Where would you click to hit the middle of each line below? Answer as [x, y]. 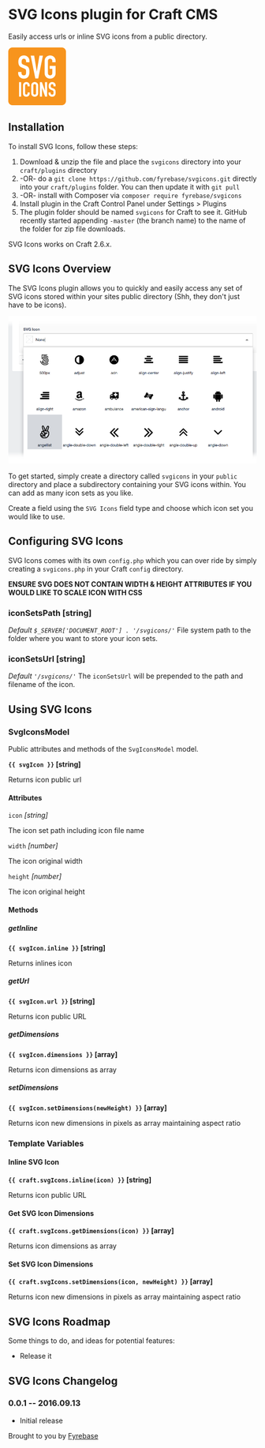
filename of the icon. [42, 685]
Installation [36, 128]
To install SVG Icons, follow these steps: [73, 146]
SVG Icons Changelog [63, 1380]
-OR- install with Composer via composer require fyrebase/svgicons [131, 195]
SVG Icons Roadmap [59, 1321]
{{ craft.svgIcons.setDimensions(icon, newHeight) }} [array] [110, 1281]
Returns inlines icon [40, 963]
